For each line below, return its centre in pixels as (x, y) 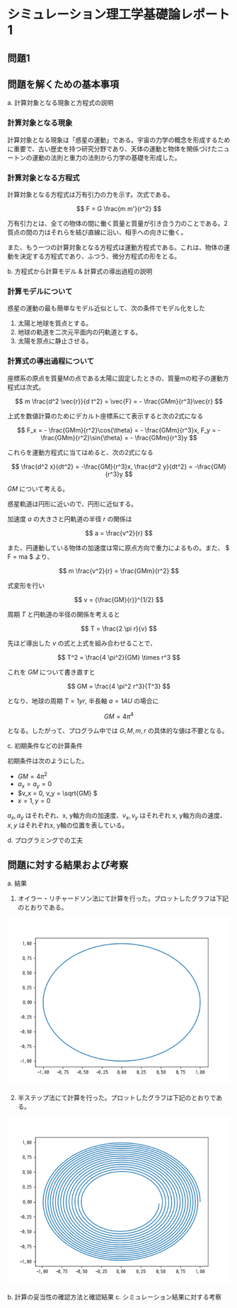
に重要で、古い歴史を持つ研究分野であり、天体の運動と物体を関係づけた (112, 148)
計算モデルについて (40, 291)
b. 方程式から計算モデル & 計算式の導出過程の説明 (80, 271)
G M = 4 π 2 (33, 776)
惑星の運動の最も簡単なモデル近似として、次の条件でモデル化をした (106, 308)
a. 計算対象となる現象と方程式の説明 (60, 103)
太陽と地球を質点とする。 (55, 323)
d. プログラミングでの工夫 (45, 840)
